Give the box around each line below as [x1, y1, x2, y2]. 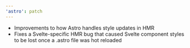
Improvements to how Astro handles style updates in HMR [13, 24, 155, 31]
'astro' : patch [5, 8, 43, 14]
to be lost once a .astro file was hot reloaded [13, 36, 122, 43]
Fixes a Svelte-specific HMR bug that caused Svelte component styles [13, 30, 185, 38]
